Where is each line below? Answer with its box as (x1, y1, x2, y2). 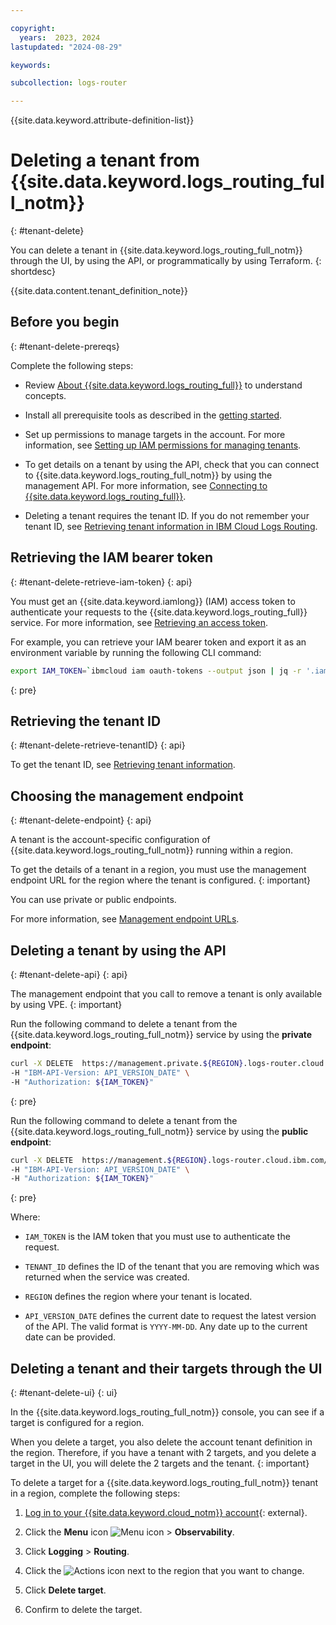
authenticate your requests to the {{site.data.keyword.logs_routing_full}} (10, 606, 308, 618)
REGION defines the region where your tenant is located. (24, 1291, 253, 1303)
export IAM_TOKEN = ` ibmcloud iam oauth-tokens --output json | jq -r (10, 666, 302, 676)
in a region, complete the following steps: (10, 1487, 181, 1500)
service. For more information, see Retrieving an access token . (10, 616, 269, 628)
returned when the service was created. (24, 1271, 190, 1283)
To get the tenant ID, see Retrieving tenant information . (10, 759, 236, 771)
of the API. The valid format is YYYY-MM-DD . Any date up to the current (24, 1321, 308, 1333)
